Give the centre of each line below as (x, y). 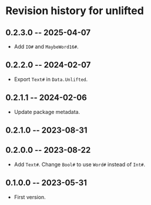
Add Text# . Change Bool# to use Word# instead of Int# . (80, 164)
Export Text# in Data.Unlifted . (51, 79)
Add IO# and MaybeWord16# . (46, 46)
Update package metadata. (47, 112)
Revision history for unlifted (75, 11)
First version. (30, 197)
